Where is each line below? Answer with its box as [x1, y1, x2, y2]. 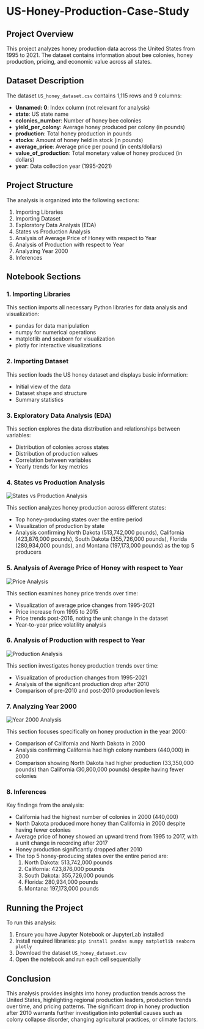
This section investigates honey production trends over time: [6, 661, 159, 669]
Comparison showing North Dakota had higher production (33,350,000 [15, 759, 194, 767]
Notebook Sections [6, 271, 81, 282]
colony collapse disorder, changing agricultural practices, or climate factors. [6, 1016, 199, 1023]
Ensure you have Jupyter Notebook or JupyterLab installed [15, 931, 164, 938]
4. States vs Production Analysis [6, 478, 105, 486]
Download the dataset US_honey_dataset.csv [15, 949, 127, 957]
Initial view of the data [15, 383, 71, 390]
